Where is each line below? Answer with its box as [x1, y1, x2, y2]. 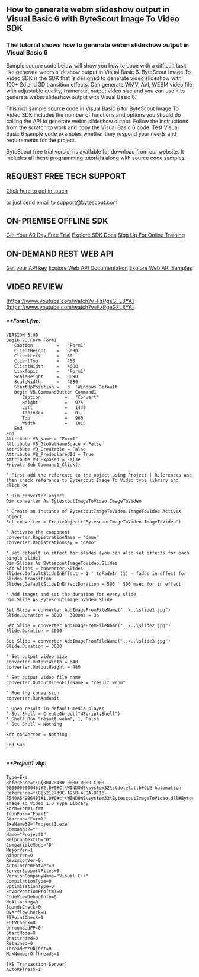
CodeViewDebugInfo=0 [6, 893, 57, 900]
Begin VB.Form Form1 [6, 337, 57, 343]
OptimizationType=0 [6, 883, 54, 889]
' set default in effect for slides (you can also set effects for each [6, 550, 190, 556]
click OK [6, 483, 28, 489]
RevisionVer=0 [6, 857, 41, 863]
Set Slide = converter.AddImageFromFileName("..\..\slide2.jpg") [6, 622, 171, 628]
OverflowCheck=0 [6, 909, 46, 915]
